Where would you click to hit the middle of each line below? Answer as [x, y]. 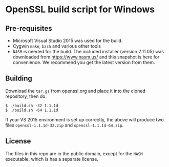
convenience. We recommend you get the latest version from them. [84, 62]
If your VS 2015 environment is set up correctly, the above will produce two [84, 119]
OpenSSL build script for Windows [80, 9]
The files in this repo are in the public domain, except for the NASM [74, 153]
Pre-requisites [29, 28]
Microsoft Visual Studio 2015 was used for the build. [68, 40]
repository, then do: [26, 96]
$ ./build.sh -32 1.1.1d [32, 106]
